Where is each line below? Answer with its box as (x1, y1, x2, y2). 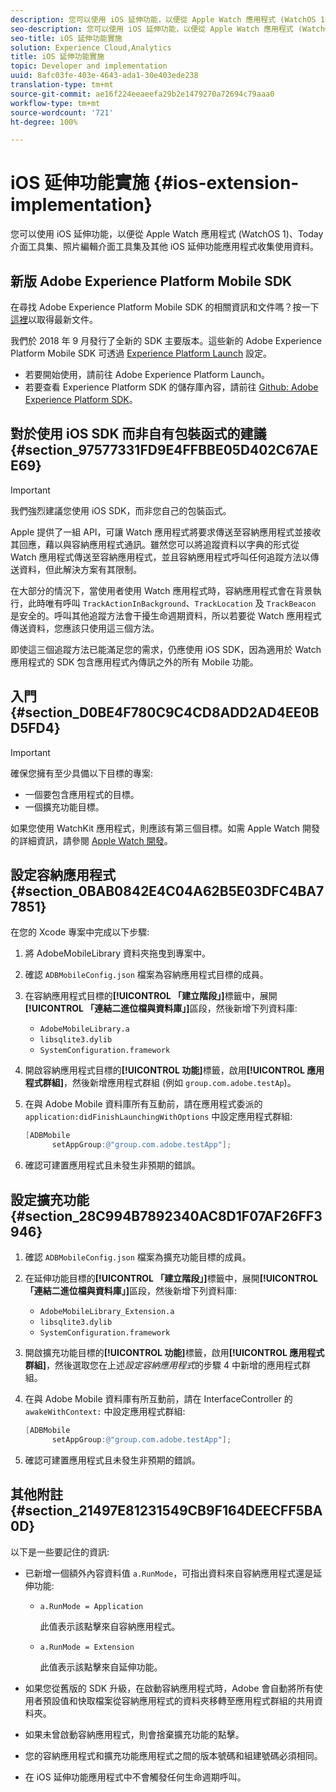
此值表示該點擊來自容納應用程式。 (39, 1620, 181, 1632)
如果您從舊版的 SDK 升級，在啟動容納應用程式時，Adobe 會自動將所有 (24, 1682, 315, 1694)
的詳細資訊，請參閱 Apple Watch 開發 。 (10, 834, 173, 846)
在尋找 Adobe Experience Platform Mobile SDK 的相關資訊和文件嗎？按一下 (10, 301, 320, 313)
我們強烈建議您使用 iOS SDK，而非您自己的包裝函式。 (10, 504, 232, 516)
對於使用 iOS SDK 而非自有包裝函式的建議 (10, 426, 267, 443)
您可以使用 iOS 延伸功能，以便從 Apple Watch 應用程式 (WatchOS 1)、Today (10, 228, 324, 240)
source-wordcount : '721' (10, 107, 114, 118)
